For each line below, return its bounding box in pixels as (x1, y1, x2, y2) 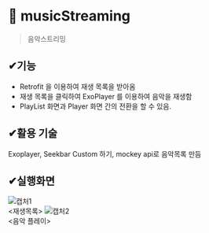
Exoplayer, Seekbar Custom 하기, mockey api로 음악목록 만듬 (8, 149, 202, 158)
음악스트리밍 (27, 34, 67, 43)
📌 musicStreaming (8, 7, 131, 25)
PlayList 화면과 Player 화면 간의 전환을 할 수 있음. (19, 102, 171, 111)
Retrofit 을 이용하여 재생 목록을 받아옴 (19, 82, 136, 91)
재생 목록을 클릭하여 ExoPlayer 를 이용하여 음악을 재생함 (19, 91, 192, 101)
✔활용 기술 (8, 127, 57, 140)
